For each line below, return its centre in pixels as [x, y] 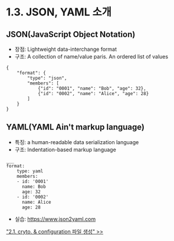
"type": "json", [47, 78]
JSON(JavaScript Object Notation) [71, 34]
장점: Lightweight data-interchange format [65, 49]
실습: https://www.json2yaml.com [55, 219]
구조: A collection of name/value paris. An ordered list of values [91, 56]
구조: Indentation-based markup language [65, 149]
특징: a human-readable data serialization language [77, 142]
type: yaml [30, 171]
